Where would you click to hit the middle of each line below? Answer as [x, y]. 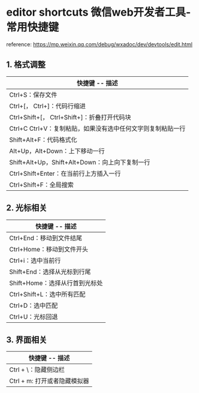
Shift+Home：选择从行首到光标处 [56, 283]
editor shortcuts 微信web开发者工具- [99, 12]
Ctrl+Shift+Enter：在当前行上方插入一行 [65, 173]
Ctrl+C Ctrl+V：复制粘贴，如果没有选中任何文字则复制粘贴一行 [97, 128]
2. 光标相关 [27, 208]
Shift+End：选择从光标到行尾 [50, 272]
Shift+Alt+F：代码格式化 [43, 140]
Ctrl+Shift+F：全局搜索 [41, 185]
